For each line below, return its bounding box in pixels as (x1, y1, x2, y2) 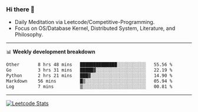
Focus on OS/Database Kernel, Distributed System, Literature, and (14, 25, 176, 32)
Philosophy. (14, 31, 43, 38)
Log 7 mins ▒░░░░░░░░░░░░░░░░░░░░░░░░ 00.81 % (6, 83, 173, 90)
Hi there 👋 (6, 5, 35, 13)
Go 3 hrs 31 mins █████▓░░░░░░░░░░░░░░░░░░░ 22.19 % (6, 67, 173, 73)
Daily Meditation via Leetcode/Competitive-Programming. (14, 19, 155, 26)
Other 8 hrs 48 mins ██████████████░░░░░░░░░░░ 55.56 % (6, 62, 173, 68)
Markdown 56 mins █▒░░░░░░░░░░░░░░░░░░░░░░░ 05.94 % (6, 78, 173, 84)
